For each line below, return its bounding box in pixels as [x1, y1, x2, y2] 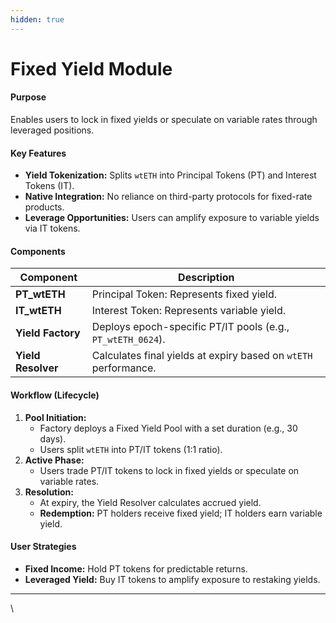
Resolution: [24, 486, 74, 498]
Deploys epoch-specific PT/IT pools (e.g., [91, 320, 290, 334]
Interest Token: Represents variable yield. [91, 304, 287, 318]
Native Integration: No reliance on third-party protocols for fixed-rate [24, 191, 313, 203]
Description [178, 271, 235, 285]
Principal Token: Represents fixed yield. [91, 287, 278, 301]
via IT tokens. [24, 222, 81, 235]
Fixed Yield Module [10, 57, 173, 80]
